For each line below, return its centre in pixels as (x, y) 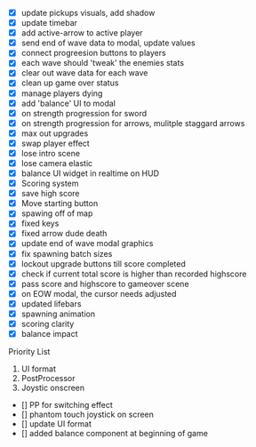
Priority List (29, 352)
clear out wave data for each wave (84, 73)
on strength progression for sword (84, 113)
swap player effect (55, 143)
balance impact (49, 334)
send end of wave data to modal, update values (108, 43)
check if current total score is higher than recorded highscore (134, 274)
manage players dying (62, 93)
